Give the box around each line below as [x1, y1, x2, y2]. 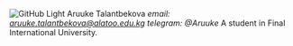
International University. [9, 27, 98, 37]
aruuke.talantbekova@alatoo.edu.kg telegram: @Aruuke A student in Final [9, 18, 286, 28]
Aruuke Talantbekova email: [67, 9, 170, 19]
